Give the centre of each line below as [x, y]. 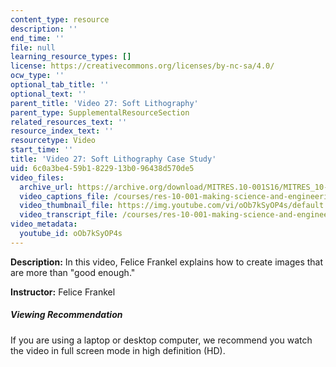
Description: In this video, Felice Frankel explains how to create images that [167, 262]
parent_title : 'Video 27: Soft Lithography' [104, 103]
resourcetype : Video [53, 141]
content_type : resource [60, 19]
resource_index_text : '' [62, 131]
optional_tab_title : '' [60, 85]
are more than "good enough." [73, 272]
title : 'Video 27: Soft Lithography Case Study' [113, 159]
